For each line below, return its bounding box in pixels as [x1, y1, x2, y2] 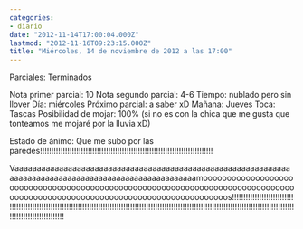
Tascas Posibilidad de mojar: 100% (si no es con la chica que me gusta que [9, 109, 290, 119]
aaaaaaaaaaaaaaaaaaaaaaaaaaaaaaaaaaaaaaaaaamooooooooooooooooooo [9, 173, 294, 184]
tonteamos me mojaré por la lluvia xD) [9, 119, 151, 129]
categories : [9, 13, 54, 23]
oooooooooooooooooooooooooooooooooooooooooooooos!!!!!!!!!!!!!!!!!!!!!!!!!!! [9, 192, 294, 203]
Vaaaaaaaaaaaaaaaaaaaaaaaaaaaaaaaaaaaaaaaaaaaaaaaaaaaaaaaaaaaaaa [9, 163, 291, 174]
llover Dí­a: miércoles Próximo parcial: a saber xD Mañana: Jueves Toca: [9, 99, 276, 110]
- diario [9, 22, 43, 31]
